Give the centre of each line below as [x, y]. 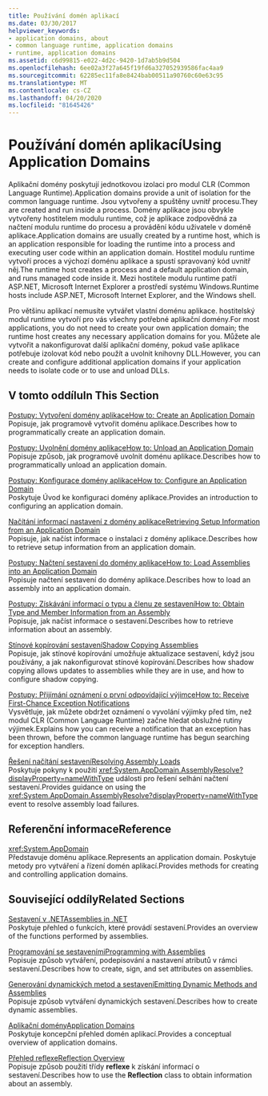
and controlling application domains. [68, 874]
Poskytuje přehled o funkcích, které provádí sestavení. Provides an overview [133, 927]
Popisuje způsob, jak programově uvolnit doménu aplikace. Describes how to [134, 456]
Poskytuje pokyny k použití [53, 770]
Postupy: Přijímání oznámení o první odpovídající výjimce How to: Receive [129, 695]
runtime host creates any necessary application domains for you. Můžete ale [134, 336]
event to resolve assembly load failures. [74, 804]
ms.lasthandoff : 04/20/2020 [55, 98]
